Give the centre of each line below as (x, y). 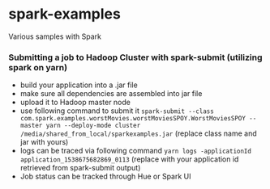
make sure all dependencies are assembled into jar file (111, 94)
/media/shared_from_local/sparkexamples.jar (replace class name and (138, 133)
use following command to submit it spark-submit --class (117, 111)
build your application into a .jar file (79, 85)
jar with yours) (44, 142)
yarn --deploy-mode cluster (93, 126)
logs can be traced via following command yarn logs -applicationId (135, 151)
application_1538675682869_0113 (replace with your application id (129, 159)
